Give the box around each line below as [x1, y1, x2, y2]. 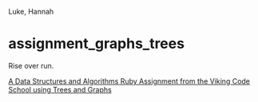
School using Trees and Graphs [8, 84, 112, 94]
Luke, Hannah [8, 7, 54, 16]
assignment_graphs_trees [8, 35, 185, 53]
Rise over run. [8, 61, 54, 70]
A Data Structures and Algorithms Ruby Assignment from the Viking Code [8, 76, 250, 86]
